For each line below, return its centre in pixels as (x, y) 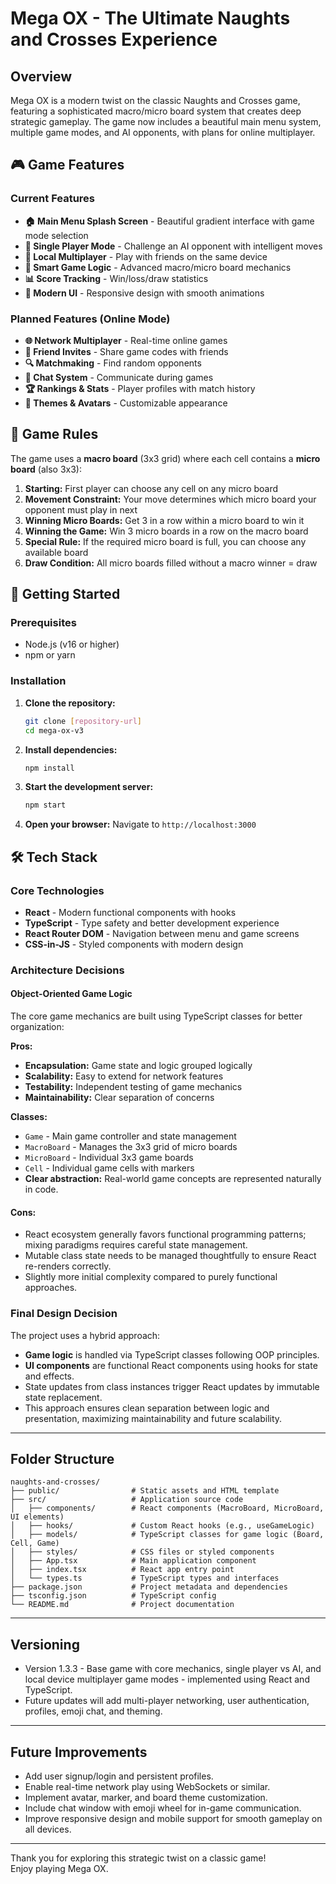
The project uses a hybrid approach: (85, 1335)
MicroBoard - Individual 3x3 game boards (109, 1158)
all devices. (48, 1829)
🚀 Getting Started (65, 594)
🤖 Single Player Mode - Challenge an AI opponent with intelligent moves (173, 246)
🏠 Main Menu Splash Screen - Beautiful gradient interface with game (169, 221)
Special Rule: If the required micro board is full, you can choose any (165, 541)
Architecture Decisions (67, 970)
